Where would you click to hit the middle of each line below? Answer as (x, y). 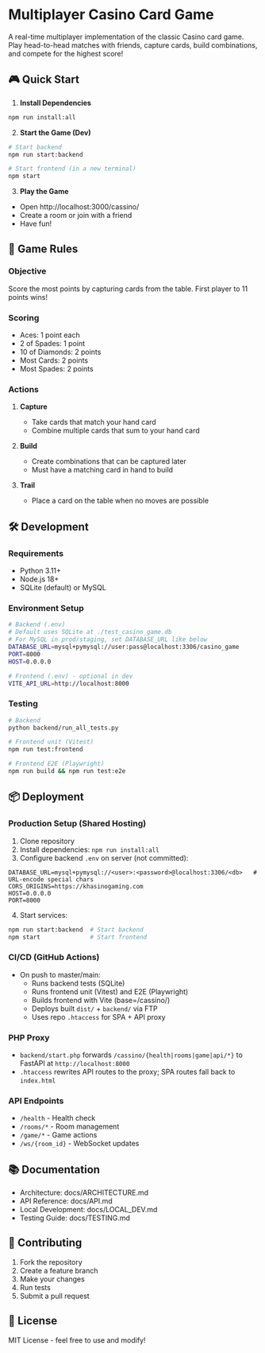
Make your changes (52, 1279)
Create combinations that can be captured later (109, 461)
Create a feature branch (59, 1270)
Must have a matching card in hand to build (102, 470)
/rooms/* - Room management (69, 1126)
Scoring (24, 317)
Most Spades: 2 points (56, 369)
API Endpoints (36, 1101)
